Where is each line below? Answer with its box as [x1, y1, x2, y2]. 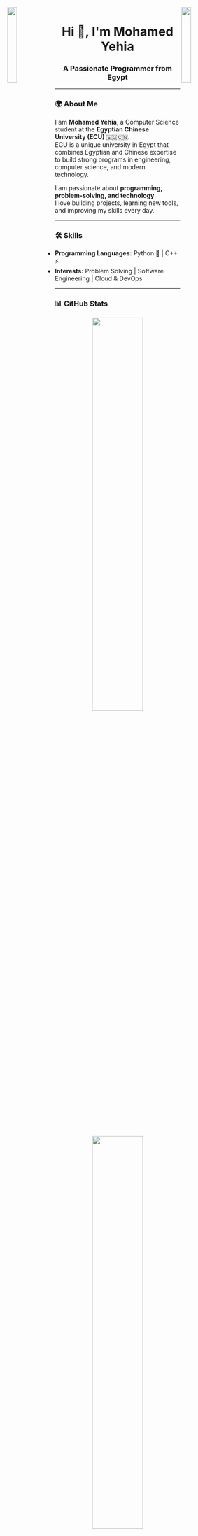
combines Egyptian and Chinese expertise [55, 148, 177, 156]
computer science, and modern [55, 162, 146, 171]
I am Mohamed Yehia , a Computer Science [55, 118, 180, 126]
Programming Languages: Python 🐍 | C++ [55, 249, 178, 257]
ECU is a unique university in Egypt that [55, 140, 169, 149]
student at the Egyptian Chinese [55, 125, 149, 134]
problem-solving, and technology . [55, 191, 156, 199]
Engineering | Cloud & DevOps [55, 274, 143, 283]
